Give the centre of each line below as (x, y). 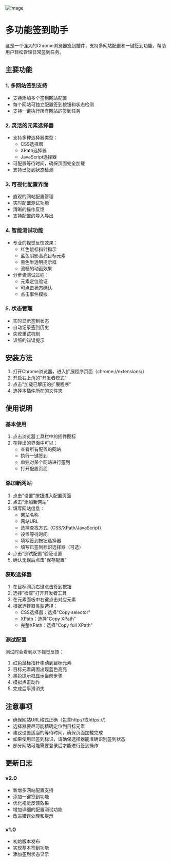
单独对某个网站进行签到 (45, 462)
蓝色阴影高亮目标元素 (43, 255)
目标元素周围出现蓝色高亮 (40, 670)
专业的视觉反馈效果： (35, 242)
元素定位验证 (34, 281)
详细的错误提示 (28, 340)
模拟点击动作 (26, 682)
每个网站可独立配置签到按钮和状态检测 (53, 104)
